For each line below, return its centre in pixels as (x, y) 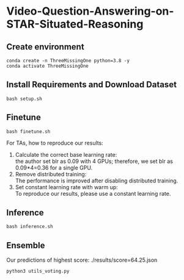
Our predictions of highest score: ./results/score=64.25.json (82, 260)
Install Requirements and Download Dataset (92, 84)
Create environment (45, 47)
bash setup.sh (24, 99)
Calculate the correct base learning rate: (66, 154)
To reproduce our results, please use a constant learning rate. (93, 193)
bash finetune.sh (28, 131)
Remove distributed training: (51, 174)
